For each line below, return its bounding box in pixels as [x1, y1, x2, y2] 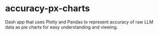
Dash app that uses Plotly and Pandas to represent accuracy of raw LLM [5, 19, 154, 25]
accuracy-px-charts [5, 3, 90, 14]
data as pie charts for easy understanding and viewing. [5, 24, 118, 30]
